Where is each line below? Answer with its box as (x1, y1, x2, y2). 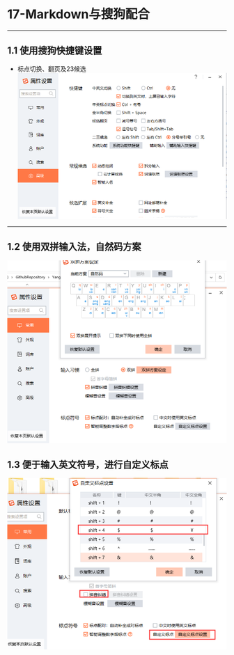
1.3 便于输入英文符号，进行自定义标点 (7, 459, 169, 471)
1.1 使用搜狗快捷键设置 (7, 45, 102, 56)
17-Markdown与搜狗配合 (7, 6, 150, 22)
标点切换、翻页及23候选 (17, 64, 86, 73)
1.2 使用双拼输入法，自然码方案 (7, 241, 141, 253)
